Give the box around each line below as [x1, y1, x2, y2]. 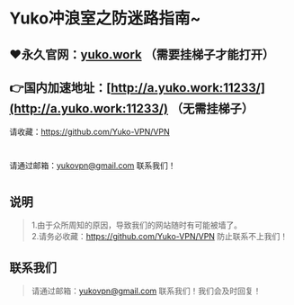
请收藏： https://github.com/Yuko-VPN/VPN [9, 127, 171, 138]
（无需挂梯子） [170, 101, 254, 116]
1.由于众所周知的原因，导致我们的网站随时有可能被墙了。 [31, 220, 243, 230]
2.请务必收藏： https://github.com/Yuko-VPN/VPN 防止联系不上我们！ [31, 231, 289, 242]
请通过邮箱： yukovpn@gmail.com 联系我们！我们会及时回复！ [31, 285, 262, 296]
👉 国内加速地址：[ [9, 80, 111, 95]
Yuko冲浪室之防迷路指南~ [9, 8, 201, 29]
